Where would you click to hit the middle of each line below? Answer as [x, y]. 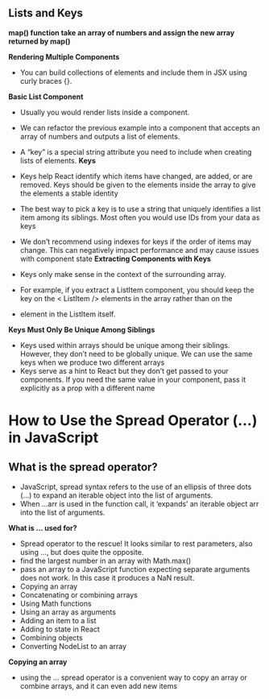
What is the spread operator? [83, 467]
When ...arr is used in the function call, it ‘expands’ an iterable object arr [139, 503]
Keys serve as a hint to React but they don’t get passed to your [124, 370]
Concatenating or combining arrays [79, 594]
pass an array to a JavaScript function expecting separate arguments [135, 569]
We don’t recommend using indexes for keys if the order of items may [136, 242]
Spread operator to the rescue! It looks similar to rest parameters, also [136, 544]
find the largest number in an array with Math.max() [106, 560]
